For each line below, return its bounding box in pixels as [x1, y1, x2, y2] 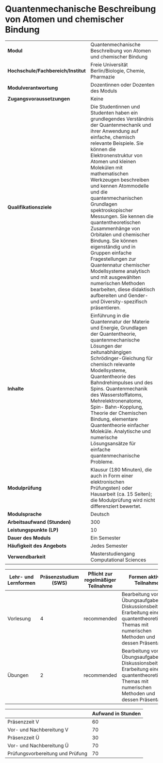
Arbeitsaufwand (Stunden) [7, 518, 71, 525]
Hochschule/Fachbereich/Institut [7, 67, 86, 74]
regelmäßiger [84, 576, 116, 583]
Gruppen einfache [90, 249, 132, 256]
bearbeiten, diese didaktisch [90, 286, 155, 293]
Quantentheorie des [90, 373, 136, 380]
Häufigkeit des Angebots [7, 542, 67, 549]
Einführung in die [90, 312, 130, 319]
